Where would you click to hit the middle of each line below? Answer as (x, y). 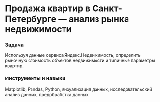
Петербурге (31, 19)
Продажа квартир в (48, 9)
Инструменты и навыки (35, 78)
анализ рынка (99, 19)
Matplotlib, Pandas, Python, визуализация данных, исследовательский (79, 89)
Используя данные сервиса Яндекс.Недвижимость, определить (73, 55)
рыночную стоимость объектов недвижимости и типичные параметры (80, 61)
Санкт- (107, 9)
